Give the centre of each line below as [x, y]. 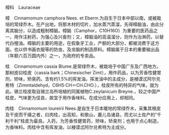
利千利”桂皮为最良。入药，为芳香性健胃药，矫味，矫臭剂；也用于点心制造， [83, 121]
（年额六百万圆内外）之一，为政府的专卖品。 [52, 56]
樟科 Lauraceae [23, 7]
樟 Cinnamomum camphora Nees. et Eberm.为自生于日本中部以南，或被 [81, 18]
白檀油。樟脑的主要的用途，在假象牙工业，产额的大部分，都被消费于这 [82, 43]
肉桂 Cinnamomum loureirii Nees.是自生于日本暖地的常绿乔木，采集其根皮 [83, 108]
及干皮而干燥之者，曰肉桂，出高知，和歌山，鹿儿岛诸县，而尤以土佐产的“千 [83, 115]
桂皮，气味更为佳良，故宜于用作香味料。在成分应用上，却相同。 [71, 98]
